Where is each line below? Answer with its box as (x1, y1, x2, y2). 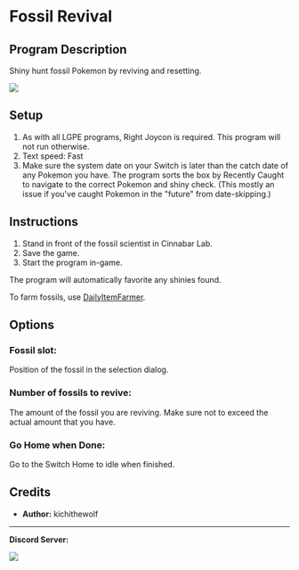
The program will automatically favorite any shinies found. (9, 274, 222, 285)
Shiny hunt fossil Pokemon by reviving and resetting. (9, 65, 202, 76)
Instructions (9, 214, 78, 229)
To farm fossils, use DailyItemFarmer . (9, 292, 146, 302)
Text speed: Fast (21, 150, 84, 161)
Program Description (9, 42, 127, 57)
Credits (9, 484, 52, 500)
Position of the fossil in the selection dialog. (9, 364, 169, 376)
